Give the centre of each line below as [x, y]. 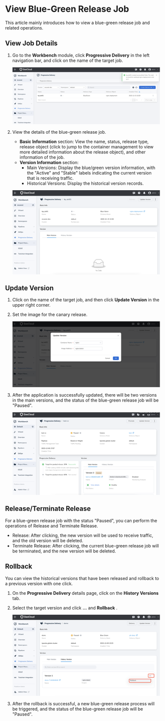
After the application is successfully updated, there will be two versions [84, 395]
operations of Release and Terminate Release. [52, 526]
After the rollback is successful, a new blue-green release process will [83, 703]
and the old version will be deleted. [48, 540]
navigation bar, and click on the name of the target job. [68, 60]
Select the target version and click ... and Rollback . [65, 607]
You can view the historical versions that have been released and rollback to [82, 578]
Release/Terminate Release [48, 509]
